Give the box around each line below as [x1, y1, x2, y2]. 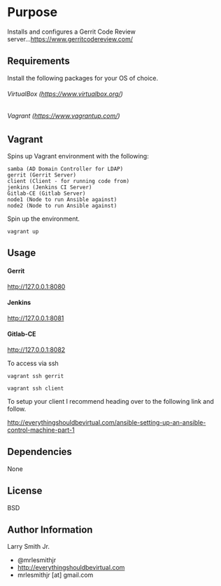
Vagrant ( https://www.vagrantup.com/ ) [7, 111, 120, 120]
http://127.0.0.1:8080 [7, 282, 66, 291]
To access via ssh [7, 359, 59, 367]
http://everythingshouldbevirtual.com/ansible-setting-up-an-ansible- [7, 418, 206, 426]
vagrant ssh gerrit [7, 372, 64, 379]
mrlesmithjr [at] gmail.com [17, 571, 94, 579]
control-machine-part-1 [7, 425, 75, 434]
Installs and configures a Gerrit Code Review [7, 27, 136, 36]
